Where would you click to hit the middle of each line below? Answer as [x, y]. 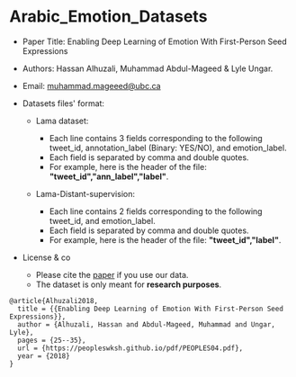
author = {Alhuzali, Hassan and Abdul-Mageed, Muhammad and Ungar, [147, 324]
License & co [46, 257]
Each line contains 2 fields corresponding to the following [156, 211]
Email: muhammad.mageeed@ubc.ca [91, 85]
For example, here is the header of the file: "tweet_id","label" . [165, 239]
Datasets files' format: [63, 103]
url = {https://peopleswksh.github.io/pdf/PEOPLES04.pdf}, [130, 348]
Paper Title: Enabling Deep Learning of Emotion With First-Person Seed [155, 41]
